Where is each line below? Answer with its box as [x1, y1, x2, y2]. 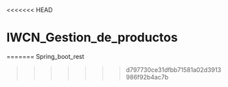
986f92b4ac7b [126, 73, 169, 81]
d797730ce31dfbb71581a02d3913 [126, 65, 221, 74]
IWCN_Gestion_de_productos [6, 30, 178, 45]
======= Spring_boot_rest [6, 52, 84, 60]
